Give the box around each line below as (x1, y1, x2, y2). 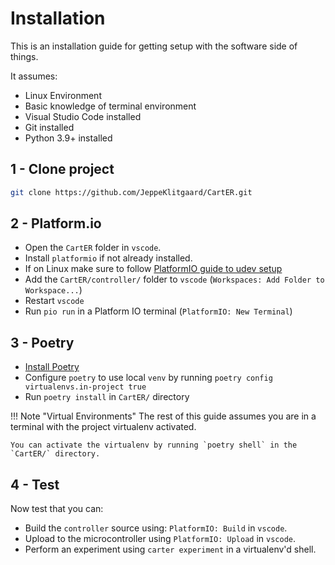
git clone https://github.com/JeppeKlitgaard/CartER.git (10, 187, 253, 197)
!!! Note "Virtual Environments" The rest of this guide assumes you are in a (10, 410, 317, 422)
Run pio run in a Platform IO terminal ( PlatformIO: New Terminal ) (24, 305, 293, 317)
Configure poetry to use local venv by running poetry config (24, 372, 273, 384)
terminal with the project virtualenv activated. (10, 421, 197, 433)
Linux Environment (24, 89, 102, 101)
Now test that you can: (10, 503, 104, 515)
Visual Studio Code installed (24, 110, 142, 122)
